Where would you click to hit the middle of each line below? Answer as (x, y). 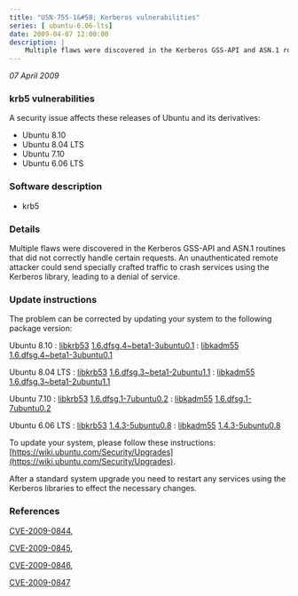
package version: (41, 329)
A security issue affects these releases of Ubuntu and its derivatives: (135, 118)
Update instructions (53, 299)
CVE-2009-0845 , (41, 548)
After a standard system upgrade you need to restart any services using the (148, 479)
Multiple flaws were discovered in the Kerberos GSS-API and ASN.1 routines (148, 249)
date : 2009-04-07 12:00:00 (59, 34)
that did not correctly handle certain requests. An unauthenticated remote (144, 258)
